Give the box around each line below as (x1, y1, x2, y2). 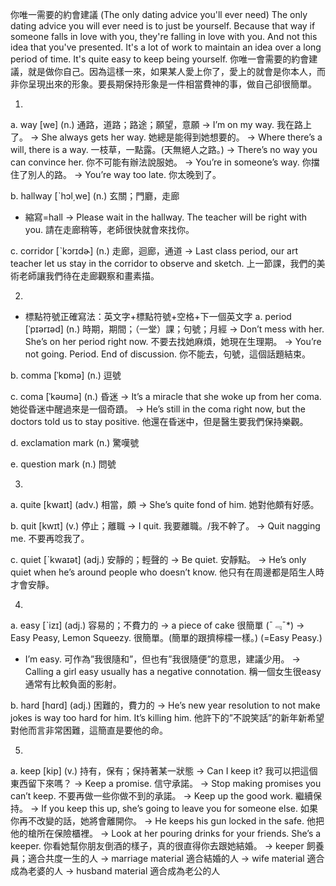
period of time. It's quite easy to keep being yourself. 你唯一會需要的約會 (10, 53, 310, 65)
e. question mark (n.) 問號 (10, 458, 117, 470)
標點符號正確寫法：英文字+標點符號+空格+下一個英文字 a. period (24, 311, 292, 322)
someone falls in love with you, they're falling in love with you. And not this (10, 31, 318, 42)
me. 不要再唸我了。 (10, 533, 90, 544)
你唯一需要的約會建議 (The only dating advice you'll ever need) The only (10, 9, 308, 20)
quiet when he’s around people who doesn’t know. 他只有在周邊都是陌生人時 (10, 566, 325, 578)
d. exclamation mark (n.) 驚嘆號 (10, 437, 140, 448)
